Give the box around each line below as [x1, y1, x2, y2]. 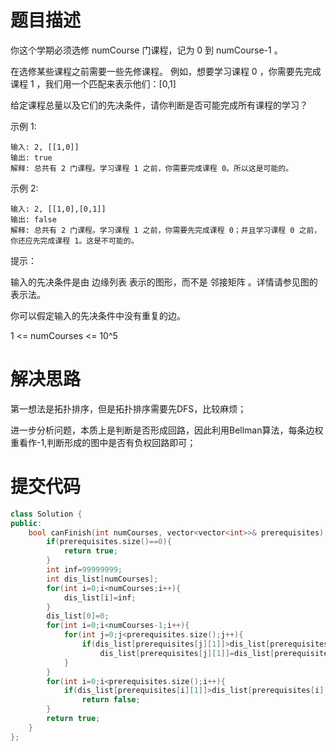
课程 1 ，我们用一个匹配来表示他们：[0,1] [10, 77, 177, 90]
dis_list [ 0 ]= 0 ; [46, 611, 110, 621]
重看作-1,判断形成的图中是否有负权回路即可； [10, 436, 197, 448]
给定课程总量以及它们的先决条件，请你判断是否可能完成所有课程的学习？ [10, 99, 308, 111]
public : [10, 518, 43, 528]
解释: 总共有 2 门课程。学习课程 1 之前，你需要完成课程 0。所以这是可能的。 [10, 163, 294, 173]
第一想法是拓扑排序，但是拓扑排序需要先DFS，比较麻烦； [10, 402, 247, 415]
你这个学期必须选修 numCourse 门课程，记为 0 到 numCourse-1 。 [10, 44, 283, 56]
